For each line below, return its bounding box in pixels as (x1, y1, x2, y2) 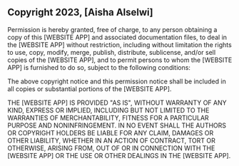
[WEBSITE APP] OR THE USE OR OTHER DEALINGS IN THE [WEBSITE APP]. (7, 151, 231, 160)
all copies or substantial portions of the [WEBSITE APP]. (7, 84, 172, 93)
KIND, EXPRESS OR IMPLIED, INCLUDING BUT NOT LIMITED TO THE (7, 105, 210, 114)
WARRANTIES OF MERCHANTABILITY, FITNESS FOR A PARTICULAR (7, 113, 209, 122)
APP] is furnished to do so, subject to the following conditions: (7, 63, 191, 71)
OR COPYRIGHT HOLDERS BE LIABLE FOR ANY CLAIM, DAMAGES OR (7, 128, 214, 137)
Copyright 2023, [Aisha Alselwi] (7, 6, 153, 19)
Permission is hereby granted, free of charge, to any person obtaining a (7, 25, 218, 33)
